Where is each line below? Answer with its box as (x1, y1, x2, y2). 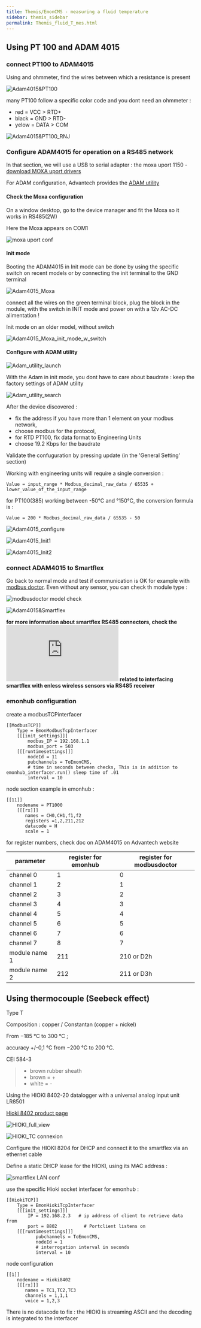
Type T (6, 1009, 24, 1017)
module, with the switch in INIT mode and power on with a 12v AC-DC (6, 305, 178, 312)
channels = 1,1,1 (25, 1293, 68, 1299)
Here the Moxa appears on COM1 (6, 224, 89, 231)
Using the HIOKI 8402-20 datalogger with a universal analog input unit (6, 1091, 180, 1099)
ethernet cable (6, 1151, 42, 1158)
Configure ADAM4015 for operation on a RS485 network (6, 147, 173, 156)
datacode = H (25, 823, 58, 829)
